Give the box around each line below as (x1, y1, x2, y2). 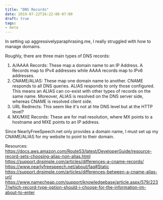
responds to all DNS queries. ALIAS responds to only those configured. (12, 83, 155, 89)
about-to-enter (5, 190, 35, 196)
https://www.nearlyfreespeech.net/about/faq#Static (5, 164, 109, 170)
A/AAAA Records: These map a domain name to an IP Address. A (12, 63, 143, 68)
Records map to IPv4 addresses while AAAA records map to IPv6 (12, 67, 143, 73)
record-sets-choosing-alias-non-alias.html (5, 153, 91, 159)
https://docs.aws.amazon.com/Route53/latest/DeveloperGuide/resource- (5, 149, 152, 154)
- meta (5, 25, 18, 30)
